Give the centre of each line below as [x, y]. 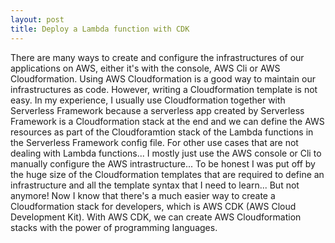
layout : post [37, 19]
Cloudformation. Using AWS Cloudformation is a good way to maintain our [163, 78]
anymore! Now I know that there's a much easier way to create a [143, 195]
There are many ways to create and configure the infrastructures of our [157, 57]
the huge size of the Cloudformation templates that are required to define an [167, 174]
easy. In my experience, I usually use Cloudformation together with [148, 100]
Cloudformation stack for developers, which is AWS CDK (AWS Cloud [153, 206]
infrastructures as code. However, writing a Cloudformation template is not [164, 89]
